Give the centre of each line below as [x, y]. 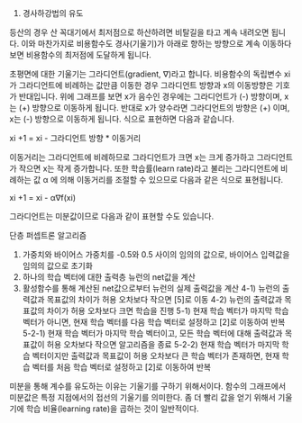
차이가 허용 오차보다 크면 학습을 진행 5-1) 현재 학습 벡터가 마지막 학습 [168, 310]
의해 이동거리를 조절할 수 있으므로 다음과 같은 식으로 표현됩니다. [172, 180]
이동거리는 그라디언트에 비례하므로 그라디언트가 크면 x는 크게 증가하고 [132, 157]
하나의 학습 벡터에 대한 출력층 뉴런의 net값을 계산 [109, 277]
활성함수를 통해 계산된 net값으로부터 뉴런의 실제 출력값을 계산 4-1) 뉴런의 [151, 288]
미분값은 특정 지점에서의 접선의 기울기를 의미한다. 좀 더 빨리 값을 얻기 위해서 [143, 397]
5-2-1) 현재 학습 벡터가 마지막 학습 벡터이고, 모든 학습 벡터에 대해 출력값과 [152, 333]
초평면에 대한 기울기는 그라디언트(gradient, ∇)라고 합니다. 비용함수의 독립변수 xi [150, 74]
